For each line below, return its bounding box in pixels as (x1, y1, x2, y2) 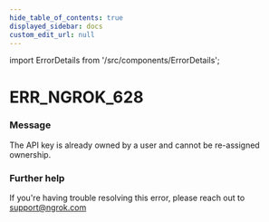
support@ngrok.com (9, 202, 87, 213)
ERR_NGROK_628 (9, 87, 144, 107)
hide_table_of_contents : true (9, 13, 124, 23)
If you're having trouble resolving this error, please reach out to (9, 192, 245, 204)
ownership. (9, 149, 52, 159)
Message (9, 119, 52, 131)
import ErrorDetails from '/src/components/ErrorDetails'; (9, 55, 220, 66)
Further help (9, 171, 65, 184)
